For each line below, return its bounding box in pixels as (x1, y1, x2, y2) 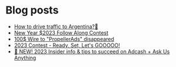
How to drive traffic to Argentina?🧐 (14, 23, 98, 30)
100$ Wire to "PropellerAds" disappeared (14, 35, 114, 42)
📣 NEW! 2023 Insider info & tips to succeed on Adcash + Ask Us (14, 48, 170, 55)
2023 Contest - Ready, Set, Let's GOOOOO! (14, 42, 120, 49)
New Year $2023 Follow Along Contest (14, 29, 109, 36)
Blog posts (5, 4, 59, 17)
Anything (14, 54, 36, 61)
